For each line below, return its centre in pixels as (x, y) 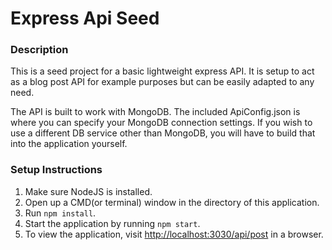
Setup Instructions (56, 170)
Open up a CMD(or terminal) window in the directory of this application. (172, 202)
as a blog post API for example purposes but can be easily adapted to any (162, 82)
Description (39, 50)
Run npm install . (60, 213)
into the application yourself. (69, 144)
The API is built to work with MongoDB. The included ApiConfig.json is (155, 112)
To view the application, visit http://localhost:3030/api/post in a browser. (174, 234)
